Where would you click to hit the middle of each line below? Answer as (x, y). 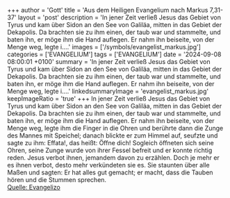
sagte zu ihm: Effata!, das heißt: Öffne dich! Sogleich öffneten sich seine (110, 143)
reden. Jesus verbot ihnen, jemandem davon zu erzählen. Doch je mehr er (114, 158)
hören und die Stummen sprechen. (57, 180)
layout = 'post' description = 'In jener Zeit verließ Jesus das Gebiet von (119, 17)
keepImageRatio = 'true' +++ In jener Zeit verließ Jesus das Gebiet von (109, 99)
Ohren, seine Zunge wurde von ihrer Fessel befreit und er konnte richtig (110, 150)
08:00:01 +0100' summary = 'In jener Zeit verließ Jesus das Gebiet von (109, 61)
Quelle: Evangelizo (34, 187)
